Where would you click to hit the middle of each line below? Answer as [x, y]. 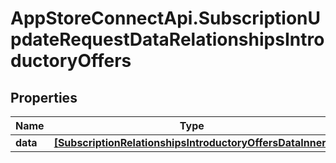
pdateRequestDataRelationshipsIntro [167, 39]
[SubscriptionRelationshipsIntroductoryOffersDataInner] [191, 142]
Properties [44, 97]
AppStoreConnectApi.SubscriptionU [166, 18]
